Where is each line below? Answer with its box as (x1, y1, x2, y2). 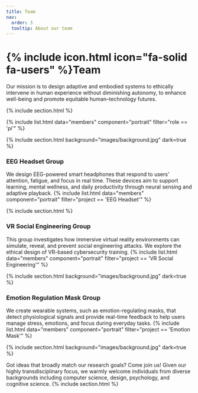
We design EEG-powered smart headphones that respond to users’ (6, 171, 170, 178)
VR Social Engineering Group (6, 222, 91, 231)
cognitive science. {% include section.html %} (6, 381, 119, 388)
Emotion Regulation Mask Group (6, 293, 101, 302)
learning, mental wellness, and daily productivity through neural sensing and (6, 183, 192, 190)
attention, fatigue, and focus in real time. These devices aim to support (6, 177, 178, 184)
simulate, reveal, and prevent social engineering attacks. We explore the (6, 242, 182, 249)
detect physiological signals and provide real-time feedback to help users (6, 314, 185, 321)
